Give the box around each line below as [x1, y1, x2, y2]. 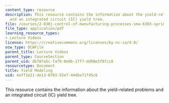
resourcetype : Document [5, 63, 55, 68]
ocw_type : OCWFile [5, 45, 44, 50]
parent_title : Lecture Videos [5, 49, 69, 54]
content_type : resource [5, 7, 55, 13]
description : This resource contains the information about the [5, 12, 143, 17]
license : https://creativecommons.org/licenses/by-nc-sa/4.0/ [5, 40, 138, 45]
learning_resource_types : [5, 31, 59, 36]
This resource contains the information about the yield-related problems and [5, 86, 163, 92]
